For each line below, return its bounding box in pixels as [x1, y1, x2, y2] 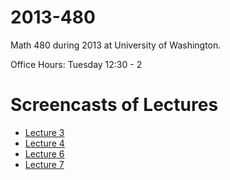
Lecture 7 [24, 158, 65, 170]
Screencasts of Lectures [10, 94, 219, 116]
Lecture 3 [24, 126, 65, 138]
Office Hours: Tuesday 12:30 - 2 [10, 58, 143, 70]
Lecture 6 [24, 147, 65, 160]
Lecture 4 [24, 137, 65, 149]
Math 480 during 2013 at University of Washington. [10, 39, 222, 51]
